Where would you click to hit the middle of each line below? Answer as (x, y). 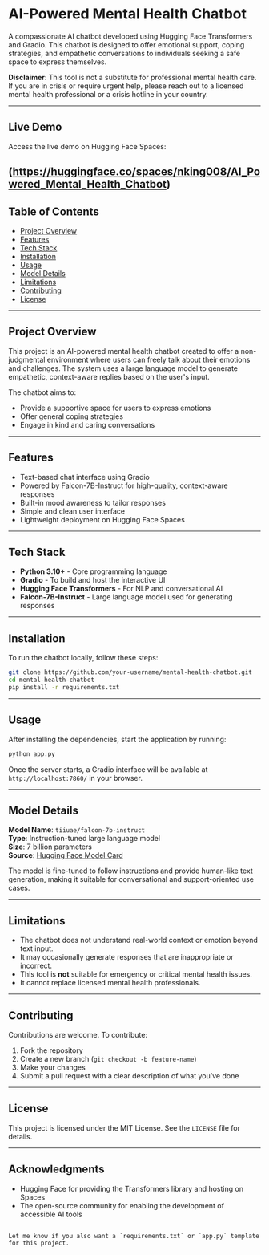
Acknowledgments (57, 1170)
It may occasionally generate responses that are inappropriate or (126, 957)
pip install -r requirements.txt (64, 687)
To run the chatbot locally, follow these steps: (83, 658)
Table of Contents (54, 211)
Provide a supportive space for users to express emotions (115, 408)
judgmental (27, 359)
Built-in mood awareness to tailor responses (93, 502)
